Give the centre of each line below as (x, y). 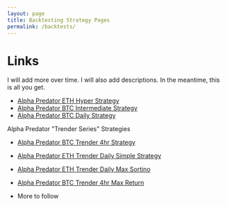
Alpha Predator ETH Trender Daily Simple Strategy (89, 156)
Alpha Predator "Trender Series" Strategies (69, 129)
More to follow (38, 196)
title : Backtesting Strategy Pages (59, 20)
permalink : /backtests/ (42, 26)
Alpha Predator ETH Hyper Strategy (68, 101)
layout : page (26, 14)
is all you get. (26, 87)
